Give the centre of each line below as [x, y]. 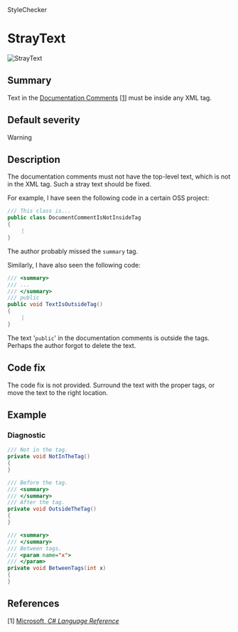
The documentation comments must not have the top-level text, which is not [119, 177]
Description [34, 159]
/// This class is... [39, 211]
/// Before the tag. [38, 483]
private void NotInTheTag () [49, 457]
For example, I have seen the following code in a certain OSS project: [108, 198]
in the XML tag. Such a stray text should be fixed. [79, 184]
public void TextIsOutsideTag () [55, 305]
